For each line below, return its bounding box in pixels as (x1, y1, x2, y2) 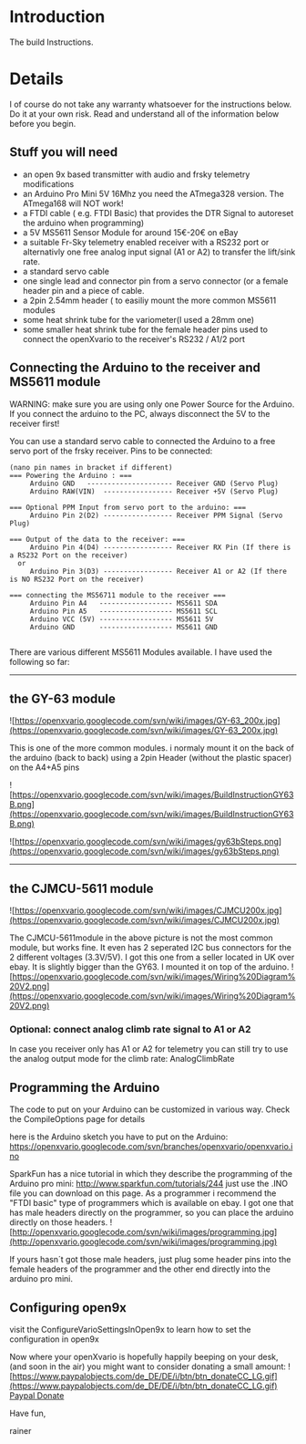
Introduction (9, 6, 106, 27)
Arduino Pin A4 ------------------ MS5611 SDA (29, 598, 219, 608)
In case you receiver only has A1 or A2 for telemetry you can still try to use (9, 1044, 289, 1054)
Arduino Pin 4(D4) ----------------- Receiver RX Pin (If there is (29, 543, 291, 552)
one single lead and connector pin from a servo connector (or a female (22, 275, 289, 286)
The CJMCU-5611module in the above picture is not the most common (9, 932, 273, 943)
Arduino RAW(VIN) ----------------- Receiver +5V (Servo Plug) (29, 486, 280, 496)
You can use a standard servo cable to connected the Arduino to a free (9, 435, 276, 446)
